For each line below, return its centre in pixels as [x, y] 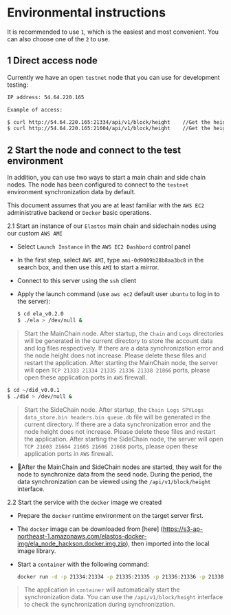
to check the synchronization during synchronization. [99, 605]
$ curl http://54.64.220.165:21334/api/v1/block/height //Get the [109, 122]
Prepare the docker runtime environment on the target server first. [110, 515]
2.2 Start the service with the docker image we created [85, 502]
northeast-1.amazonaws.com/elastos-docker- [82, 536]
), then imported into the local [168, 543]
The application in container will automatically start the [102, 590]
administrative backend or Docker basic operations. [79, 213]
